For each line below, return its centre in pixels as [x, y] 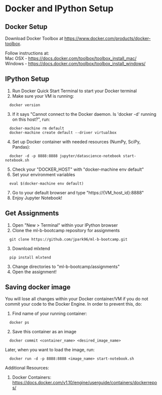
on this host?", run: [31, 119]
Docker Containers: [31, 377]
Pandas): [21, 147]
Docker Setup [26, 27]
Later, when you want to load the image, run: [50, 350]
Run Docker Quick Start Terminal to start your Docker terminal [74, 91]
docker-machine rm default [37, 128]
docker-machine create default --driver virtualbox [63, 132]
